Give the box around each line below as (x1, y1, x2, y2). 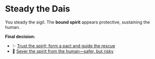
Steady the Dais (5, 3, 70, 14)
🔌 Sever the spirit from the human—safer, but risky (12, 48, 114, 54)
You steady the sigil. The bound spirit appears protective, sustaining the (5, 19, 150, 25)
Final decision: (5, 34, 35, 39)
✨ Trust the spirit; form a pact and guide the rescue (12, 43, 116, 48)
